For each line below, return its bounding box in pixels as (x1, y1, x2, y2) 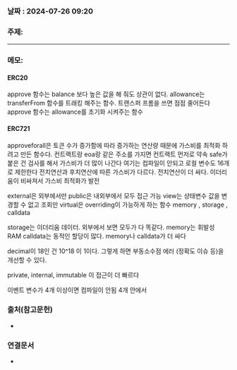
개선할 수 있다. (7, 255, 47, 264)
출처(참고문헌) (7, 305, 53, 315)
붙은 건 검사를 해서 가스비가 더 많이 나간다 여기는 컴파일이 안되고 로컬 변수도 (7, 158, 217, 167)
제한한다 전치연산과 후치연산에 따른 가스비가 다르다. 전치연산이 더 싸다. (14, 168, 209, 176)
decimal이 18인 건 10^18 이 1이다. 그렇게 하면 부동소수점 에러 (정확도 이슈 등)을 (7, 246, 224, 255)
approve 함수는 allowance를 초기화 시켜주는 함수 (7, 108, 143, 116)
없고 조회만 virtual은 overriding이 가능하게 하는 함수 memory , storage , (28, 200, 228, 209)
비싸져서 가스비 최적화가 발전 (20, 176, 100, 185)
